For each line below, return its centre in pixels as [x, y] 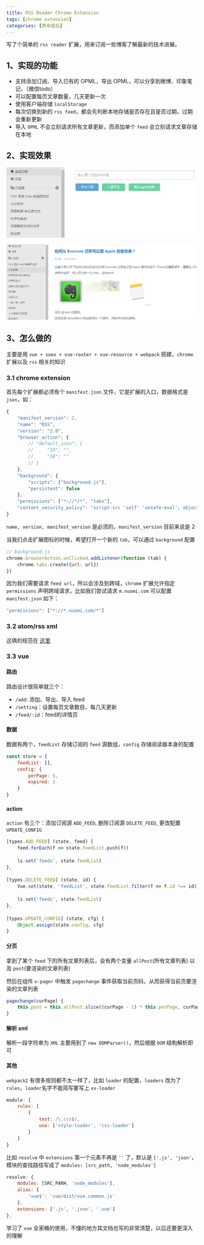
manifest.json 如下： [33, 598]
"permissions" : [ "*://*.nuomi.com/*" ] [55, 611]
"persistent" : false [54, 489]
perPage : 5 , [43, 776]
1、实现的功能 [32, 65]
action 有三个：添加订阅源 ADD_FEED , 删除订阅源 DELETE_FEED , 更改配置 [93, 823]
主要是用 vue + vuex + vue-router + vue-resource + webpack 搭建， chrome [100, 354]
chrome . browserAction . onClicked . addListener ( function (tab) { [87, 558]
